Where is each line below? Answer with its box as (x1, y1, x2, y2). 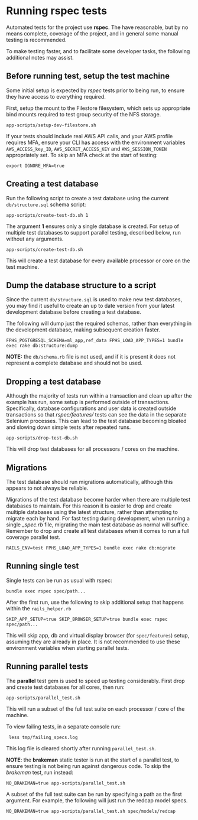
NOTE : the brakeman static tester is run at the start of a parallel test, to (6, 756, 179, 763)
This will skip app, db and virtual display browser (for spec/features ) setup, (6, 632, 190, 639)
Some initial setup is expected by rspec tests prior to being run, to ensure (6, 87, 185, 94)
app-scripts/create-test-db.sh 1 (6, 212, 89, 218)
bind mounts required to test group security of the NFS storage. (6, 110, 161, 118)
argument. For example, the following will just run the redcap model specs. (6, 796, 188, 804)
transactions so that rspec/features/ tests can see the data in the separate (6, 411, 187, 418)
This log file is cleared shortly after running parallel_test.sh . (6, 744, 157, 751)
